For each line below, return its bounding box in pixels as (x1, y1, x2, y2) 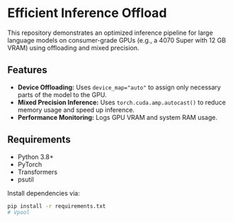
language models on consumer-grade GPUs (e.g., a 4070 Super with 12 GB (7, 35, 227, 44)
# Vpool (7, 209, 30, 216)
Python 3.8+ (17, 152, 55, 161)
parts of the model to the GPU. (17, 90, 107, 99)
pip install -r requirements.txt (7, 202, 106, 210)
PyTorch (17, 160, 42, 168)
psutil (17, 175, 34, 184)
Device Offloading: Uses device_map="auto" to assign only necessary (17, 83, 221, 91)
